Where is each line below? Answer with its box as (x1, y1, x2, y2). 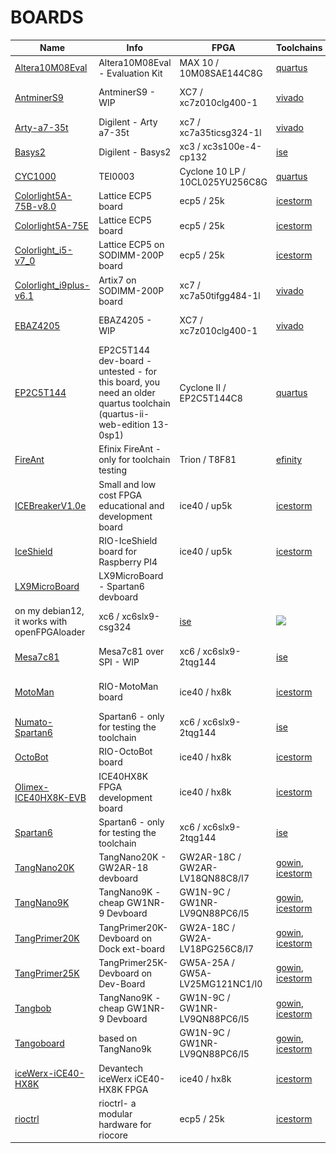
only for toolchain (98, 454, 171, 466)
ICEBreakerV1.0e (14, 499, 87, 511)
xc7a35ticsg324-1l (179, 127, 262, 139)
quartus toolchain (98, 397, 171, 410)
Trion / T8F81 (179, 454, 237, 466)
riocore (98, 1129, 128, 1141)
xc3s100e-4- (202, 141, 262, 153)
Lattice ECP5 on (98, 239, 165, 251)
